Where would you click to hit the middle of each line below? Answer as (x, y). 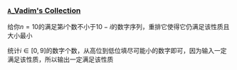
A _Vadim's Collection (44, 11)
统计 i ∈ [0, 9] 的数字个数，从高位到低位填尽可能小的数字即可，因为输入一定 (117, 51)
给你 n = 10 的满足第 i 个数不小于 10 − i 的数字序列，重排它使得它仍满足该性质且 (118, 27)
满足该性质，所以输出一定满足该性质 (60, 59)
